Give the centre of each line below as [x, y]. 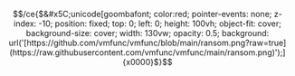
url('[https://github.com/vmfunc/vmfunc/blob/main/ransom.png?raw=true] [147, 43]
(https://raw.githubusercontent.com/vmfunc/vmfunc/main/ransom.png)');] [147, 52]
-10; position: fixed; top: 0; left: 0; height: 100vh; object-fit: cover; [160, 24]
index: [25, 24]
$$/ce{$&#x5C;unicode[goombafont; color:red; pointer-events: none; [143, 14]
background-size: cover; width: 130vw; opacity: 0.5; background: [147, 33]
